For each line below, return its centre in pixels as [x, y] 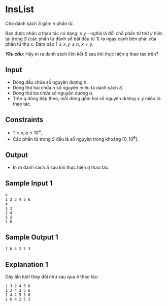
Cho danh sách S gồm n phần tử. [40, 23]
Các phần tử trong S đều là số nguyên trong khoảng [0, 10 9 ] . [75, 139]
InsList [20, 9]
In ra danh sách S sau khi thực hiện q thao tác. [61, 167]
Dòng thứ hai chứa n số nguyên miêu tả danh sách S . [68, 87]
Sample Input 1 [29, 183]
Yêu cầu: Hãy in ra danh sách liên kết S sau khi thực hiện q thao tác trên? [82, 54]
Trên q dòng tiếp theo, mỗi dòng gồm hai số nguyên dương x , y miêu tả [87, 98]
